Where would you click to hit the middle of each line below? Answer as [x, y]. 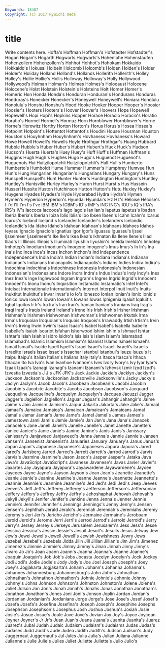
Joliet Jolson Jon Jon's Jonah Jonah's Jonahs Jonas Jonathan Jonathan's [81, 589]
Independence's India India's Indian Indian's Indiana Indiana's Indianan [77, 257]
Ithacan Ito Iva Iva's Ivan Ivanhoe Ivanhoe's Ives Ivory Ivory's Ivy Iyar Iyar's [81, 363]
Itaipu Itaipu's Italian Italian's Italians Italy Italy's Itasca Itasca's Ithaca [76, 357]
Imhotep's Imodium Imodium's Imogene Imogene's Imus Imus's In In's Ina [80, 247]
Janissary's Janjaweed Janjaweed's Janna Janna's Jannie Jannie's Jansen [82, 436]
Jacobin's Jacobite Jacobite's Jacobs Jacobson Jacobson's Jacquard [77, 389]
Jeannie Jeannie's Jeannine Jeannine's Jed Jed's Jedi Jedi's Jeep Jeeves [81, 483]
